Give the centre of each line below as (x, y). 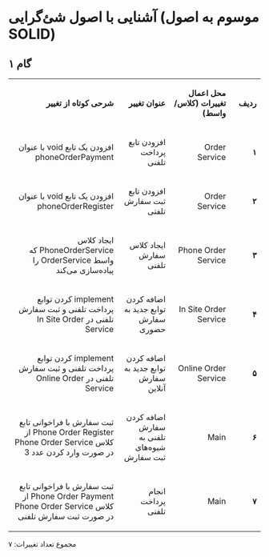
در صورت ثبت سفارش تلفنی (66, 516)
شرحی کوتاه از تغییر (80, 103)
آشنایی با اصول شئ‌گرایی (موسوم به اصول (134, 17)
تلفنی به (153, 437)
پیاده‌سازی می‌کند (85, 270)
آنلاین (157, 388)
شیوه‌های (151, 447)
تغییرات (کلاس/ (200, 103)
